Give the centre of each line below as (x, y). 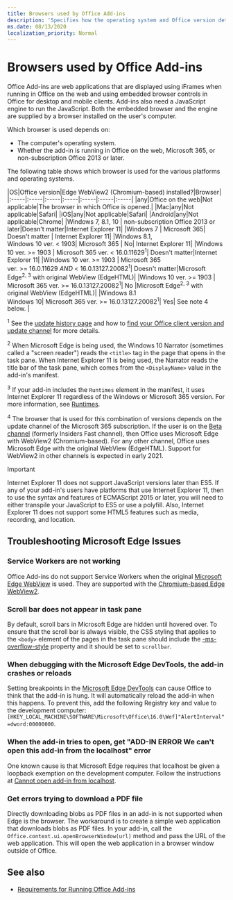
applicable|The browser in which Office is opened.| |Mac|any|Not (101, 207)
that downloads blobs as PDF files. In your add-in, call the (89, 828)
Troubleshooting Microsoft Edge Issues (94, 542)
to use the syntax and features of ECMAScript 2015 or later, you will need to (115, 498)
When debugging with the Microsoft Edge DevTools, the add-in (115, 664)
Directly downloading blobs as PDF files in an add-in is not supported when (115, 813)
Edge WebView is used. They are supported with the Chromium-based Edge (116, 584)
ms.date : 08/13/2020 (37, 26)
